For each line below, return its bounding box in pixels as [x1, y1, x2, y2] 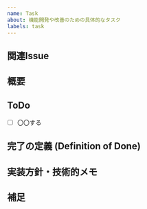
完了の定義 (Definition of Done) [7, 140, 141, 152]
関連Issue [7, 49, 49, 62]
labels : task [7, 23, 45, 30]
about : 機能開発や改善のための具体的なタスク [7, 16, 122, 23]
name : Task [7, 10, 38, 17]
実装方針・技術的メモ [7, 166, 98, 177]
